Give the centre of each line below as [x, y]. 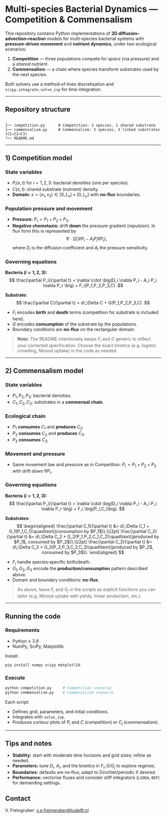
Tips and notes [28, 743]
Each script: [17, 702]
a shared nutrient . [30, 64]
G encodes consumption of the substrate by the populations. [75, 324]
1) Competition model [39, 158]
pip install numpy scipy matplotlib [43, 665]
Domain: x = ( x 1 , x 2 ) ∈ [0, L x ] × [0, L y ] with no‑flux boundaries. [76, 195]
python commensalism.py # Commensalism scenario [59, 692]
